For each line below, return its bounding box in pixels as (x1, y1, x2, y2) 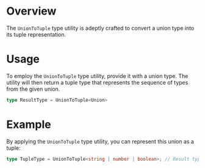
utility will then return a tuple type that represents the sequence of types (6, 79, 189, 86)
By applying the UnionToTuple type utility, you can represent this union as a (6, 138, 194, 145)
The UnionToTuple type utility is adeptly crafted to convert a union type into (6, 24, 195, 32)
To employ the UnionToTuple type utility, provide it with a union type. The (6, 72, 189, 80)
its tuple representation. (6, 30, 67, 38)
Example (6, 117, 51, 131)
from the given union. (6, 85, 60, 93)
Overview (6, 4, 57, 18)
